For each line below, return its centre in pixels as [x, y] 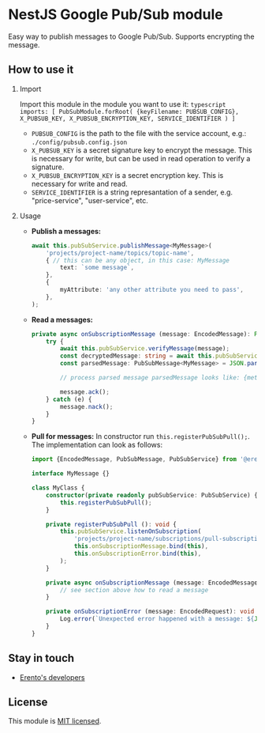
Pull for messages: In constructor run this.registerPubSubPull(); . [140, 436]
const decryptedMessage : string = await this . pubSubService [160, 356]
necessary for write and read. [79, 183]
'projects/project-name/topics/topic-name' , [120, 253]
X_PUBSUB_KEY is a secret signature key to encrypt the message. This [142, 150]
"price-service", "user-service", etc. [90, 200]
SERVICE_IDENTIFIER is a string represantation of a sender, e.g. [132, 192]
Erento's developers [52, 677]
